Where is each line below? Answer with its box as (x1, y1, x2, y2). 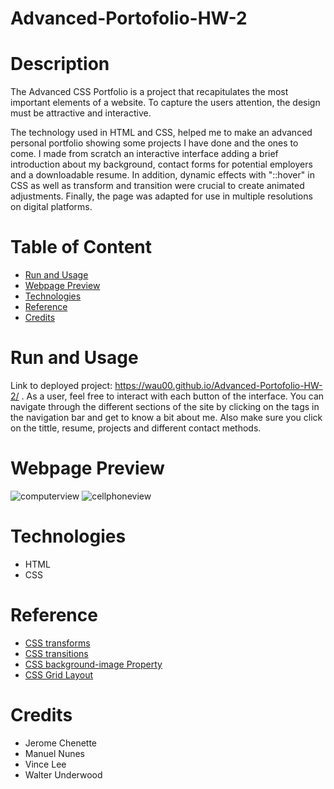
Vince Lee (24, 758, 67, 770)
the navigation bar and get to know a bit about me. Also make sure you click (10, 412, 323, 423)
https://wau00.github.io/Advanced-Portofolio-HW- (114, 380, 323, 391)
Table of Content (10, 236, 153, 259)
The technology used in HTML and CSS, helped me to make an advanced (10, 127, 313, 139)
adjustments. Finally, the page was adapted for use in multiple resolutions (10, 190, 313, 202)
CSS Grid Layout (24, 668, 94, 681)
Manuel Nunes (24, 747, 85, 759)
